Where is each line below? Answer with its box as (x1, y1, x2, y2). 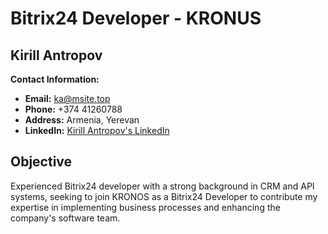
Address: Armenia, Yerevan (24, 114, 140, 126)
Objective (10, 153, 73, 171)
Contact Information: (10, 73, 100, 85)
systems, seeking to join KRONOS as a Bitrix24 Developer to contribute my (10, 190, 318, 202)
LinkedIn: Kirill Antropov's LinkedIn (24, 125, 170, 136)
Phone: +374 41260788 (24, 103, 123, 115)
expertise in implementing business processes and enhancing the (10, 201, 281, 213)
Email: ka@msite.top (24, 93, 111, 104)
